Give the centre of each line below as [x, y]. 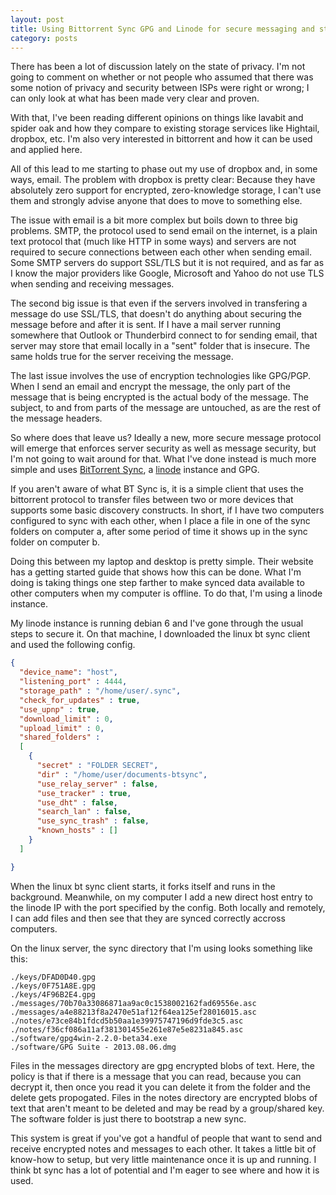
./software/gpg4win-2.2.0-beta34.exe [89, 1038]
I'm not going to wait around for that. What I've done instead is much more [163, 459]
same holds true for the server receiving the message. [122, 357]
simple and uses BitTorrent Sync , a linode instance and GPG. [135, 470]
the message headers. [56, 418]
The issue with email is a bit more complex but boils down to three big [154, 220]
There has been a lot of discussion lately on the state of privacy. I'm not [158, 67]
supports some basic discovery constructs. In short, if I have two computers [167, 510]
